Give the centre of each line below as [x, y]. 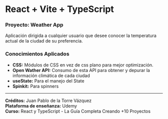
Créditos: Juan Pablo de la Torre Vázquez [48, 100]
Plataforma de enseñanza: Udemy [41, 105]
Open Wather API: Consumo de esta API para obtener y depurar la [81, 70]
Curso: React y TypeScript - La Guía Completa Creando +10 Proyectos [78, 111]
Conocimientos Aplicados [37, 54]
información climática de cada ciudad [51, 75]
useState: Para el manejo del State [48, 80]
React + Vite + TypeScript [59, 9]
